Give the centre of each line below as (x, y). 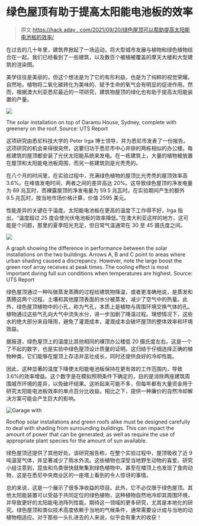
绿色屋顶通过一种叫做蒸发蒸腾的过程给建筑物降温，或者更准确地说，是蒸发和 (99, 291)
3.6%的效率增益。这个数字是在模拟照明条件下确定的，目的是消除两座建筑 (96, 376)
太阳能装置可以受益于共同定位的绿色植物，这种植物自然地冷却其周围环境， (102, 495)
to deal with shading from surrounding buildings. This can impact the (90, 428)
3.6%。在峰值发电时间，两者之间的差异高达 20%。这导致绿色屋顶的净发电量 (99, 183)
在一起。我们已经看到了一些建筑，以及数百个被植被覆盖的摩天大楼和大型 (99, 57)
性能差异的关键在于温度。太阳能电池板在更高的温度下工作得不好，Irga (91, 210)
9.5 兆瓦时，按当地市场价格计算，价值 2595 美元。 (68, 198)
